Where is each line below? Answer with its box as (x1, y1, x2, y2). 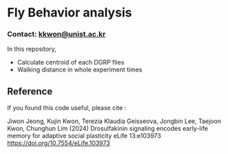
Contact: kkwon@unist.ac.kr (7, 30, 106, 39)
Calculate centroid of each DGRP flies (17, 58, 125, 67)
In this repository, (7, 45, 57, 53)
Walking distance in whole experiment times (17, 65, 143, 74)
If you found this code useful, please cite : (7, 104, 127, 112)
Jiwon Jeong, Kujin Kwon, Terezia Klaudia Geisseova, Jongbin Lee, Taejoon (7, 117, 222, 125)
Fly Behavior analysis (7, 5, 132, 21)
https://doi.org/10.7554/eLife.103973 (7, 139, 110, 147)
